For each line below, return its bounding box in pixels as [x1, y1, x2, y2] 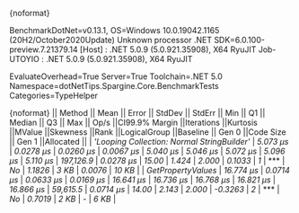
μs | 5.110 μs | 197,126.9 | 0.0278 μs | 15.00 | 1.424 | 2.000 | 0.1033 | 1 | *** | [9, 155, 286, 165]
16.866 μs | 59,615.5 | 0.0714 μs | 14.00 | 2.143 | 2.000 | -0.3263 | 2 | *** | [9, 184, 280, 194]
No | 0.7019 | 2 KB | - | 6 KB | [9, 193, 117, 204]
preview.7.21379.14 [9, 44, 78, 55]
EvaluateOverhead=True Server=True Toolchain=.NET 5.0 [9, 71, 223, 82]
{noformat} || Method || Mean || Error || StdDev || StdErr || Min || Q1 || [9, 108, 266, 118]
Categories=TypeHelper [9, 90, 99, 101]
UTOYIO [9, 54, 40, 64]
